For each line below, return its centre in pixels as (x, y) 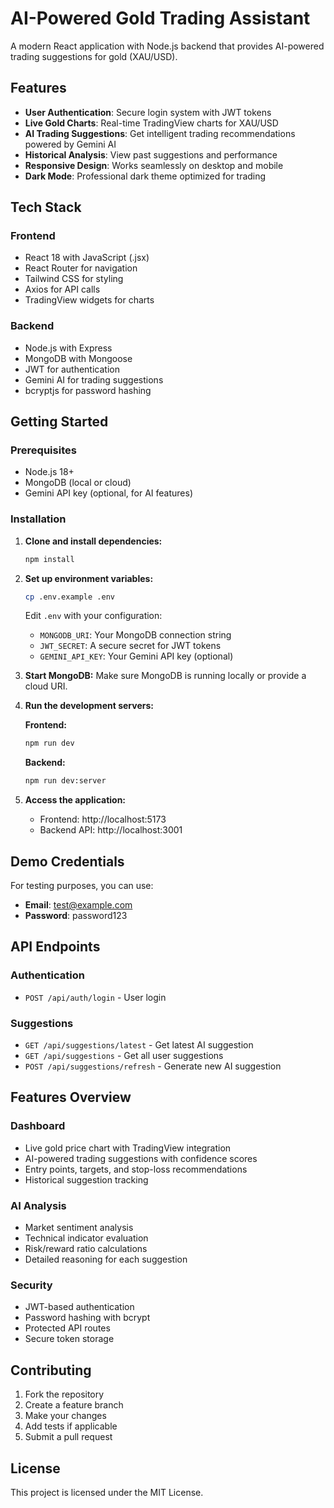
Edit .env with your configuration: (93, 616)
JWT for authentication (72, 369)
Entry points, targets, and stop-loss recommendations (136, 1169)
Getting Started (59, 422)
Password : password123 (76, 916)
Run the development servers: (89, 706)
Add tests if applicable (71, 1426)
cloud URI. (46, 686)
